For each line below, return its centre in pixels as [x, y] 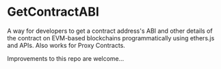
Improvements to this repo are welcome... [66, 58]
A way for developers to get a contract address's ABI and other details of [110, 31]
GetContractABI [53, 12]
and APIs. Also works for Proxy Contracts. [66, 45]
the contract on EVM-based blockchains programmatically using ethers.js [111, 38]
